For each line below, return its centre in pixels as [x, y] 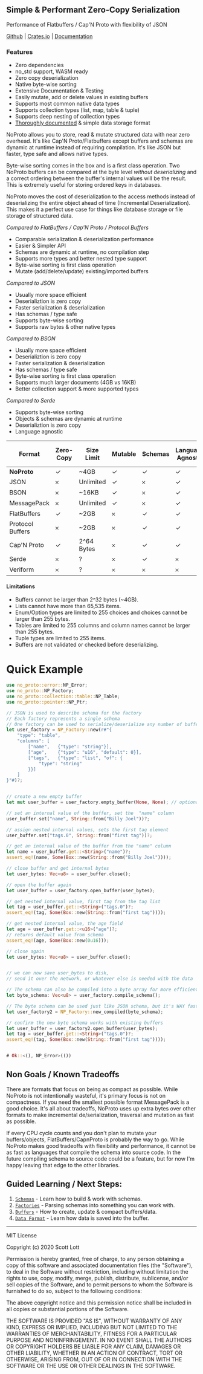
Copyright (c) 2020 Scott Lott [43, 1247]
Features [20, 52]
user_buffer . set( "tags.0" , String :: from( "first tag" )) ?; [79, 835]
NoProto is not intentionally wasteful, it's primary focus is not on [86, 1095]
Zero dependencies [39, 65]
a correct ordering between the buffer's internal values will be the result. [96, 178]
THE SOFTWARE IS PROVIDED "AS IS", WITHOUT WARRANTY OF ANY [94, 1321]
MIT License [22, 1235]
